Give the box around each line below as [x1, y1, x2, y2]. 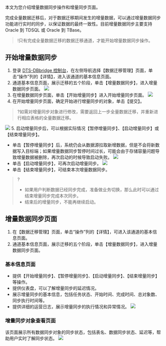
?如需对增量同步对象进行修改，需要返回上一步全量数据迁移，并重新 [17, 108, 154, 114]
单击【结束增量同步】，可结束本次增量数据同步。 [12, 167, 110, 173]
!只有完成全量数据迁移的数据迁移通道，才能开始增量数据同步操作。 [17, 37, 153, 43]
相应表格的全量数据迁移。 [21, 115, 74, 121]
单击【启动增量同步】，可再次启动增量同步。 [12, 160, 101, 166]
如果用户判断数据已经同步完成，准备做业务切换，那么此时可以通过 [24, 186, 159, 192]
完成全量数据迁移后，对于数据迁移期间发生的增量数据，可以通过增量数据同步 [5, 15, 161, 21]
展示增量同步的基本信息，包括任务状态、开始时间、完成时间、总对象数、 [12, 291, 160, 297]
